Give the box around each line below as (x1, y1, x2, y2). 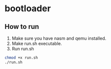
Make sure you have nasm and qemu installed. (11, 35, 107, 41)
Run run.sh (11, 46, 34, 51)
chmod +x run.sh (4, 55, 38, 60)
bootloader (4, 3, 51, 14)
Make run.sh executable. (11, 41, 62, 46)
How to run (4, 23, 39, 31)
